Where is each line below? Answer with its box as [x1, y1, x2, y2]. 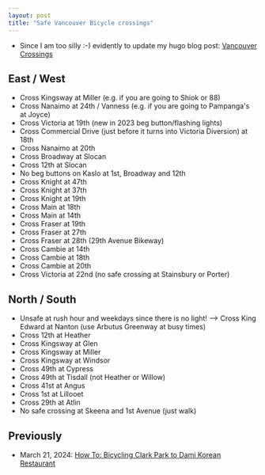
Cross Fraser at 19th [19, 219, 85, 229]
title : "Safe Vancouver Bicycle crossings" [8, 19, 154, 27]
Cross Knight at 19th [19, 194, 86, 203]
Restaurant [19, 458, 55, 468]
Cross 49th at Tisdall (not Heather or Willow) [19, 373, 166, 382]
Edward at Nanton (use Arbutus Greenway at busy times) [19, 322, 206, 332]
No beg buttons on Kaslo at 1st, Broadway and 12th [19, 169, 186, 178]
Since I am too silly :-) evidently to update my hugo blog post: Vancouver [19, 40, 257, 50]
